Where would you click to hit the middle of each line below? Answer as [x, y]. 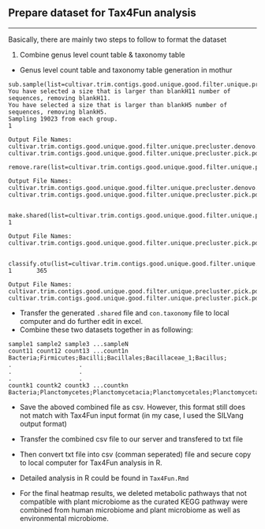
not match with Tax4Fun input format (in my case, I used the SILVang [132, 415]
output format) [43, 423]
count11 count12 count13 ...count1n [68, 351]
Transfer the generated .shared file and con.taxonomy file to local [125, 313]
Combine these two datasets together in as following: [106, 330]
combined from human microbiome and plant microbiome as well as [130, 510]
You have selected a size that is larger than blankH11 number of [119, 91]
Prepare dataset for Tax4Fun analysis [102, 13]
